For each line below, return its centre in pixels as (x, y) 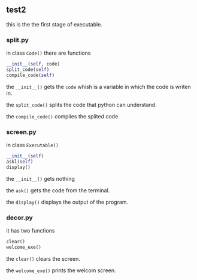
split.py (17, 40)
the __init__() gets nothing (40, 178)
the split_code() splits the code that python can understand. (81, 105)
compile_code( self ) (31, 75)
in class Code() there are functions (49, 53)
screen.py (22, 132)
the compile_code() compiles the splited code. (63, 116)
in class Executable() (32, 145)
